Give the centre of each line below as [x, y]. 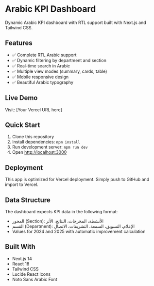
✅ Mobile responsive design [40, 77]
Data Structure [28, 200]
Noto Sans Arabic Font [34, 279]
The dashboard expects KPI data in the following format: [61, 212]
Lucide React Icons [31, 274]
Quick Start [23, 125]
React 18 [21, 264]
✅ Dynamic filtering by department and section [59, 60]
